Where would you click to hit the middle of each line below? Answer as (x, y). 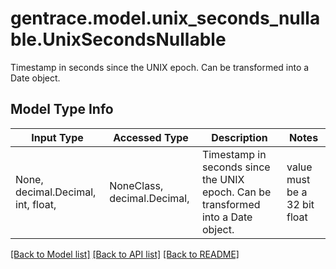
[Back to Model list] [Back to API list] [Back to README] (125, 254)
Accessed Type (151, 137)
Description (239, 137)
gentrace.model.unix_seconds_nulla (165, 18)
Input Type (57, 137)
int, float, (36, 204)
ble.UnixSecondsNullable (118, 39)
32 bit (300, 204)
